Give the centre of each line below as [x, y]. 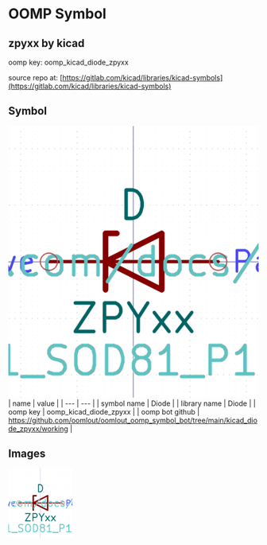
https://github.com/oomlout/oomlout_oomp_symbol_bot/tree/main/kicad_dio [133, 420]
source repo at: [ [35, 78]
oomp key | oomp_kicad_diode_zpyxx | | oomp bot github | [104, 411]
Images [27, 454]
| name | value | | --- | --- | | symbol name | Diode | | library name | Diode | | [132, 403]
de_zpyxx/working [39, 428]
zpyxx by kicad [46, 43]
